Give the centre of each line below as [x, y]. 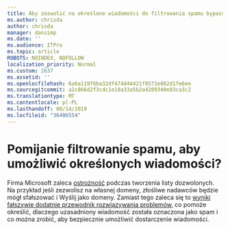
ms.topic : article [33, 52]
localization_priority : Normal [52, 64]
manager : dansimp [32, 33]
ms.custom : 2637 [30, 71]
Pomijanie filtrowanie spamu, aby [104, 149]
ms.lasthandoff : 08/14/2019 [47, 109]
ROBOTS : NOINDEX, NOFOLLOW [46, 58]
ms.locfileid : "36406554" [44, 115]
